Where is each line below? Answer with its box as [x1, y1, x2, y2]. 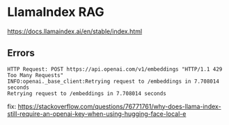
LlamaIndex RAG [7, 4, 104, 20]
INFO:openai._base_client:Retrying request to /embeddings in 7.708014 [7, 78, 219, 85]
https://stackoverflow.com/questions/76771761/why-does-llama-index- [17, 102, 221, 110]
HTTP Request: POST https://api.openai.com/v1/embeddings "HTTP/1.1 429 [7, 65, 223, 73]
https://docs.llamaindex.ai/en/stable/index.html [7, 27, 143, 35]
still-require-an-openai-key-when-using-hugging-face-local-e [7, 109, 187, 118]
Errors [7, 47, 35, 59]
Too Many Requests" [7, 72, 64, 78]
